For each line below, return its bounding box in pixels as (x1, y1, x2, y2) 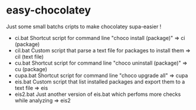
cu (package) (14, 65, 47, 72)
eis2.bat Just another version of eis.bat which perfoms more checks (14, 91, 181, 98)
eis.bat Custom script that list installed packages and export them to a (14, 78, 185, 85)
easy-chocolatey (6, 4, 92, 17)
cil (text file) (14, 53, 44, 60)
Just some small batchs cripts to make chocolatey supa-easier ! (6, 23, 162, 30)
